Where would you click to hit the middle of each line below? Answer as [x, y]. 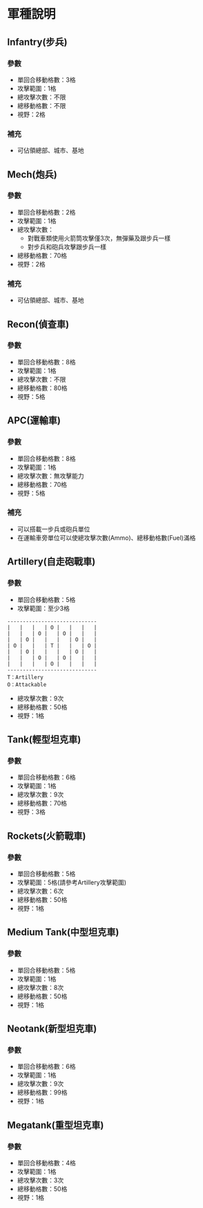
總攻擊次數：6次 [40, 891]
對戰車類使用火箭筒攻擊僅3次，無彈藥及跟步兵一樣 [99, 238]
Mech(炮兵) [32, 174]
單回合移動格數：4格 [46, 1163]
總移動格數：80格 [42, 388]
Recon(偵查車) [38, 324]
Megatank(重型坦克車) [56, 1125]
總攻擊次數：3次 [40, 1180]
